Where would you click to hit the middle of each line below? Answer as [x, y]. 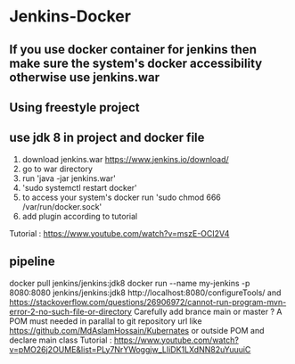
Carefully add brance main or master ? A [208, 311]
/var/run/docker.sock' [62, 206]
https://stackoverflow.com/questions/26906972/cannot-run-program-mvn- [148, 302]
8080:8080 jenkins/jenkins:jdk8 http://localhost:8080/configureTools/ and [145, 293]
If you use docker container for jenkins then [133, 50]
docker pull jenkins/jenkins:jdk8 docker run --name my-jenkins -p [130, 283]
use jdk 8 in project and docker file [107, 138]
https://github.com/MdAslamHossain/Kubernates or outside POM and [137, 330]
